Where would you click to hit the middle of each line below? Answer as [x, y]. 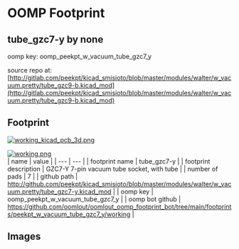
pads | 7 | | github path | [43, 176]
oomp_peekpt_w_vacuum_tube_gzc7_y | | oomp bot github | [94, 199]
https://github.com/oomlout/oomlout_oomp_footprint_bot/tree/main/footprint [119, 206]
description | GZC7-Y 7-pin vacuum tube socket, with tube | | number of [113, 169]
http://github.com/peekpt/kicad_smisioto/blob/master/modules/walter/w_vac [119, 184]
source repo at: [30, 70]
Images [24, 237]
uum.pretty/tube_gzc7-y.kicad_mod [59, 191]
